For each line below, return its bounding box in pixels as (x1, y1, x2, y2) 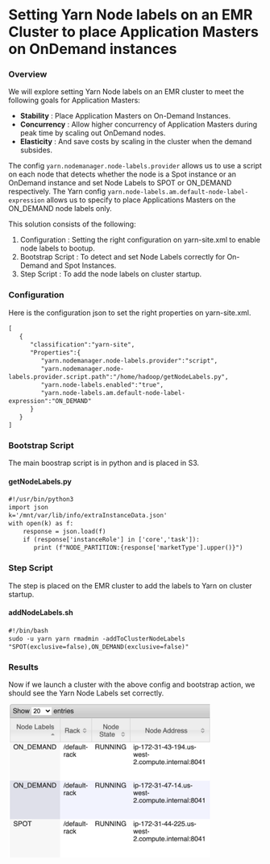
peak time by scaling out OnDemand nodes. (19, 128, 166, 138)
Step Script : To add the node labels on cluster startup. (19, 269, 202, 279)
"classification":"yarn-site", (29, 340, 135, 348)
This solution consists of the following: (8, 219, 136, 229)
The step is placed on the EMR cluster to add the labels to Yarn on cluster (8, 580, 252, 590)
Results (8, 661, 39, 672)
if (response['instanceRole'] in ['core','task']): (23, 536, 200, 544)
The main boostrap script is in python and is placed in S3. (8, 458, 200, 468)
